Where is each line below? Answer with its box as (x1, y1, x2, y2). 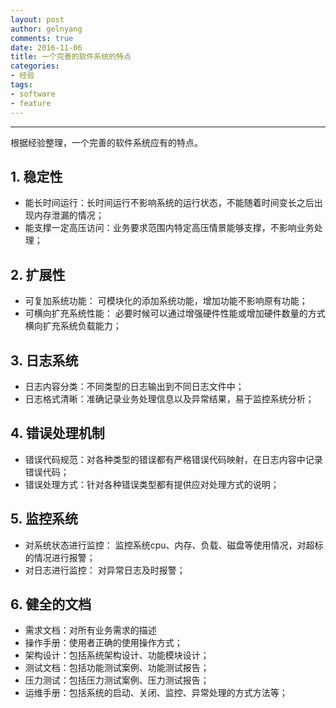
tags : (10, 80, 33, 90)
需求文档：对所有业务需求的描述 (24, 624, 157, 636)
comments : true (10, 33, 74, 43)
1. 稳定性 (10, 168, 63, 185)
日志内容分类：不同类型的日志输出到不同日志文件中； (24, 380, 245, 392)
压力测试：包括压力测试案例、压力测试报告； (24, 674, 210, 686)
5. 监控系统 (10, 511, 78, 528)
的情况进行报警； (24, 551, 96, 563)
